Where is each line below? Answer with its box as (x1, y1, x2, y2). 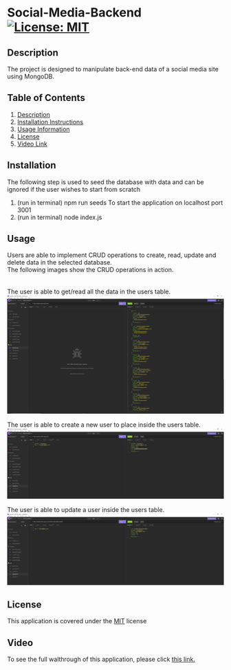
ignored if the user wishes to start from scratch (7, 185, 141, 193)
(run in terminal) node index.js (16, 213, 102, 221)
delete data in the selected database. (7, 258, 112, 267)
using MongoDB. (7, 72, 55, 80)
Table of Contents (7, 92, 86, 104)
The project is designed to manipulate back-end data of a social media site (7, 65, 219, 73)
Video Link (16, 139, 48, 148)
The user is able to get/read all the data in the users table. (7, 287, 171, 296)
